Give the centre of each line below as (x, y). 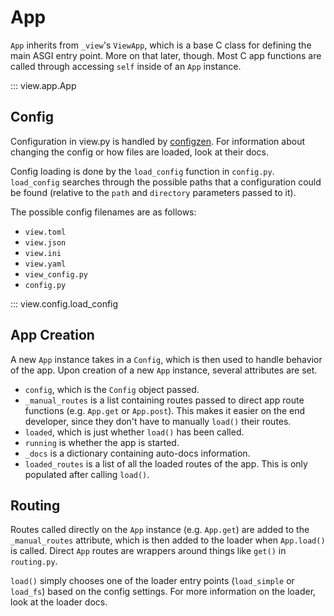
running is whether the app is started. (102, 442)
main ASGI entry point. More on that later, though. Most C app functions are (166, 55)
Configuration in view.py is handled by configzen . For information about (158, 141)
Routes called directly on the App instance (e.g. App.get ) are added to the (160, 530)
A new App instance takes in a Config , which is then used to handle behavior (166, 359)
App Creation (52, 335)
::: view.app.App (43, 85)
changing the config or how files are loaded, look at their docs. (140, 152)
